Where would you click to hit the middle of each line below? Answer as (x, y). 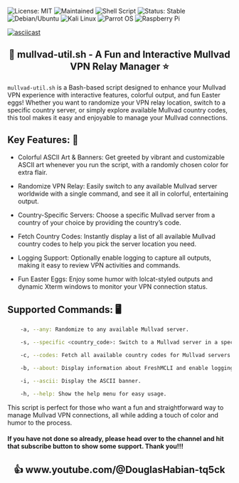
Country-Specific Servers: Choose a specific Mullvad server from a (116, 215)
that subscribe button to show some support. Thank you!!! (95, 446)
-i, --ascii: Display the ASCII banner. (81, 381)
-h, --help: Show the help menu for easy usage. (94, 394)
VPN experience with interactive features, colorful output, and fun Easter (114, 95)
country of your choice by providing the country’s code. (99, 222)
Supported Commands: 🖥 (65, 310)
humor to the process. (40, 423)
